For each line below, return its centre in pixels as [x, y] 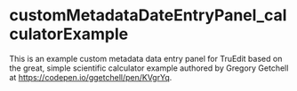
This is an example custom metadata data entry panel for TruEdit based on [146, 58]
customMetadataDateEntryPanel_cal [148, 15]
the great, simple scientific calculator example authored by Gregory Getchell [149, 68]
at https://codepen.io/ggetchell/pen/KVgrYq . [91, 77]
